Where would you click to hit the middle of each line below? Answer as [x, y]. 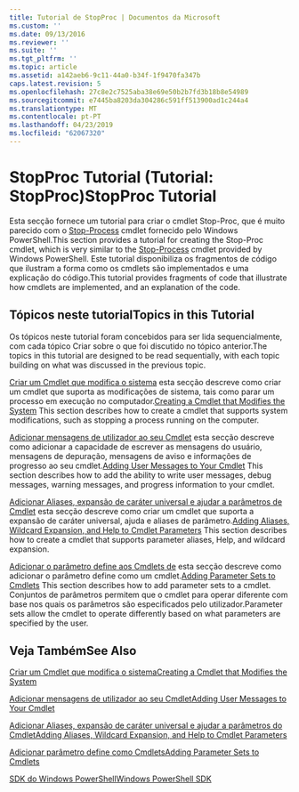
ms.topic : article [43, 68]
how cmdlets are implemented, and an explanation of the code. [125, 287]
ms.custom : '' [36, 26]
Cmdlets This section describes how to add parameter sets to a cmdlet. [140, 585]
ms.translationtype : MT [53, 109]
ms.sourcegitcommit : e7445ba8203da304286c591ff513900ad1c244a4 [129, 100]
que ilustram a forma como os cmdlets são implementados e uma [129, 268]
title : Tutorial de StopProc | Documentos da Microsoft [115, 17]
